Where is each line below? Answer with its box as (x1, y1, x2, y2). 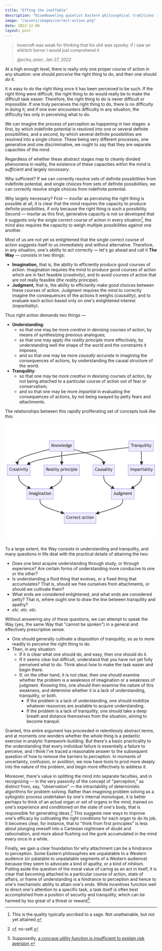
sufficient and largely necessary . (5, 166, 70, 172)
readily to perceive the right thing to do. (12, 641, 91, 647)
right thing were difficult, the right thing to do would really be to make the (5, 91, 150, 97)
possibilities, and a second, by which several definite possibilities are (5, 131, 142, 137)
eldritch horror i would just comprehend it (16, 48, 100, 53)
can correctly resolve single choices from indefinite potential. (5, 186, 127, 192)
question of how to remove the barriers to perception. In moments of (5, 754, 141, 759)
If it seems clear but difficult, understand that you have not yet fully (19, 657, 153, 662)
